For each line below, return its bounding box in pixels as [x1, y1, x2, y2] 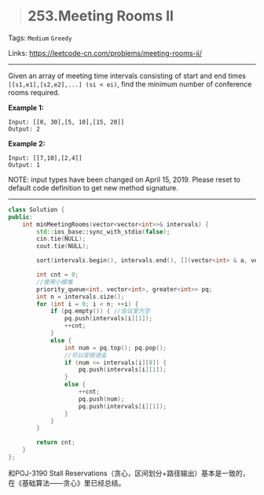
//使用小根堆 [36, 278, 73, 286]
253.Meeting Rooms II [27, 7, 174, 25]
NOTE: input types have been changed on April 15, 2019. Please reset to [8, 175, 241, 184]
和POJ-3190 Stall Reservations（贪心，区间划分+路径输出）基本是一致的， [8, 468, 250, 478]
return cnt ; [36, 438, 76, 447]
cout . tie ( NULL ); [36, 242, 90, 250]
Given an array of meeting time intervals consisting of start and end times [8, 71, 246, 80]
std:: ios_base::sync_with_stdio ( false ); [36, 227, 170, 235]
